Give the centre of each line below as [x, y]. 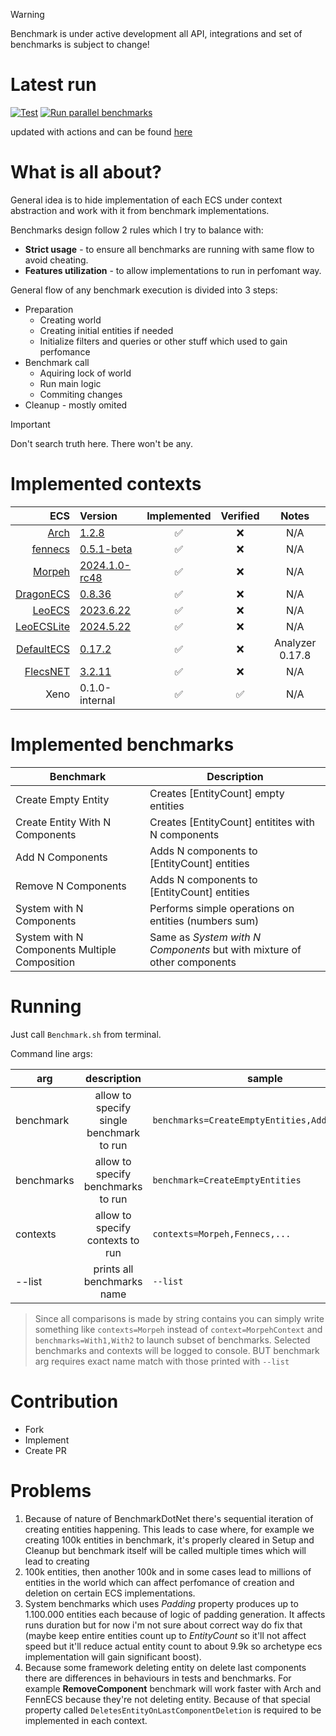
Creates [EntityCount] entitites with [232, 822]
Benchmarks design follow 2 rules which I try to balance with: [137, 230]
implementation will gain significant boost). [113, 1656]
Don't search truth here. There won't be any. [101, 443]
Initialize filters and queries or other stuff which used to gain [163, 341]
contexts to [113, 1240]
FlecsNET [47, 671]
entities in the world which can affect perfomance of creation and [159, 1582]
